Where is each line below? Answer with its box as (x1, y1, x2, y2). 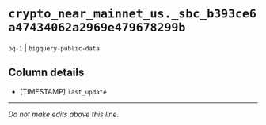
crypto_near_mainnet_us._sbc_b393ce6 (8, 6, 257, 21)
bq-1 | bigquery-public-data (8, 42, 101, 53)
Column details (8, 66, 85, 79)
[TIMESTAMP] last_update (19, 86, 107, 96)
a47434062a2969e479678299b (8, 20, 186, 35)
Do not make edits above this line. (8, 109, 120, 119)
